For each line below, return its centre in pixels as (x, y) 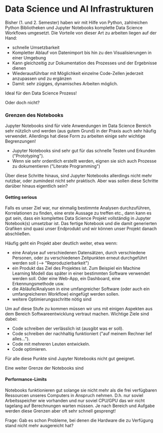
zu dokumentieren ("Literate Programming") (56, 166)
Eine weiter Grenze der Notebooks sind (44, 368)
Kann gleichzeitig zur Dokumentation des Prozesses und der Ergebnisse (84, 63)
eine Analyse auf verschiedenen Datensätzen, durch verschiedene (79, 253)
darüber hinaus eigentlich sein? (36, 186)
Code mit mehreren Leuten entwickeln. (51, 344)
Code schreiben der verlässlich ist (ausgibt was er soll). (68, 329)
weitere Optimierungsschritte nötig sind (52, 299)
